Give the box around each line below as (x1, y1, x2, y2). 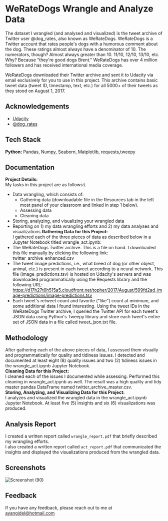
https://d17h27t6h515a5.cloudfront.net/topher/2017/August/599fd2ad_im (12, 287, 162, 293)
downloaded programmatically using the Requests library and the (12, 276, 147, 283)
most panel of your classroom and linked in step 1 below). (19, 202, 138, 208)
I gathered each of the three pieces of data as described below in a (12, 234, 151, 240)
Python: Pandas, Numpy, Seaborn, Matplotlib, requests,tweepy (5, 149, 136, 155)
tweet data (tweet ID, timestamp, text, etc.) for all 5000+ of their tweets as (5, 82, 158, 88)
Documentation (5, 163, 55, 172)
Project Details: (5, 176, 38, 183)
